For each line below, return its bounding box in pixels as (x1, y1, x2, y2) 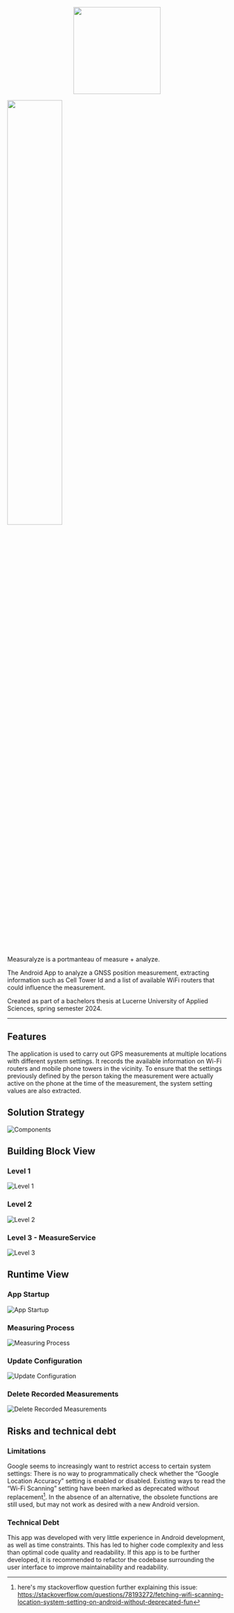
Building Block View (7, 1145, 96, 1157)
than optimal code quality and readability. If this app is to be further (7, 1548, 201, 1557)
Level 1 (7, 1166, 31, 1175)
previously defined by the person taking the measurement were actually (7, 1072, 214, 1080)
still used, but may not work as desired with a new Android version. (7, 1500, 200, 1508)
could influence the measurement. (7, 983, 106, 991)
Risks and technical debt (7, 1425, 116, 1437)
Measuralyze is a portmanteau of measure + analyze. (7, 955, 160, 963)
